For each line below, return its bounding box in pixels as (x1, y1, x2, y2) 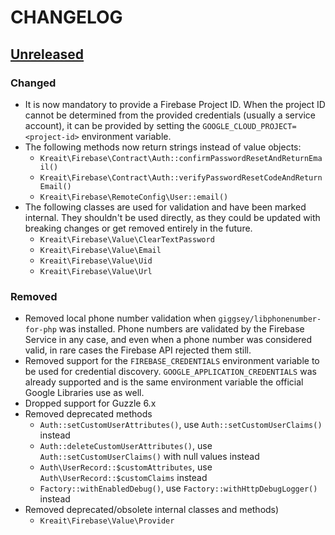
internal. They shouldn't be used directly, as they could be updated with (24, 211, 321, 223)
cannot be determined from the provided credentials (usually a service (24, 109, 316, 121)
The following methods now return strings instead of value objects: (24, 141, 302, 153)
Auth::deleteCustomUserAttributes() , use (39, 440, 213, 452)
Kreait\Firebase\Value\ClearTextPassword (39, 234, 215, 245)
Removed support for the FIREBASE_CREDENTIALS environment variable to (24, 355, 320, 367)
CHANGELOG (10, 6, 123, 29)
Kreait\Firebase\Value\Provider (39, 516, 175, 526)
